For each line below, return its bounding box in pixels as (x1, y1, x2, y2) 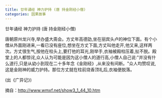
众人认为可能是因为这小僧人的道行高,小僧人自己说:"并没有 (36, 54, 152, 60)
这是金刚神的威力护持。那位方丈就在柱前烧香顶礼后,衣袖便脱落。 (5, 66, 135, 72)
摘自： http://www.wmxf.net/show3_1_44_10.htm (5, 87, 101, 93)
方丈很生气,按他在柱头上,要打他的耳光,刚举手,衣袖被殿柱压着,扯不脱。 (13, 48, 153, 54)
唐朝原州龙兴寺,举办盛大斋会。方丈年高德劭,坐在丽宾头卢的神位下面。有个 (5, 36, 153, 42)
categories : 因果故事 (5, 12, 46, 17)
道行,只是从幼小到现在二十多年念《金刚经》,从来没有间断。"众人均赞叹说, (9, 60, 156, 66)
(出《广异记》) (5, 77, 32, 83)
